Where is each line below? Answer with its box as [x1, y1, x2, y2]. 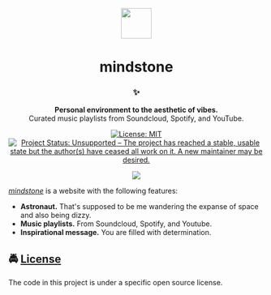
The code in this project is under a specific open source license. [8, 278, 223, 288]
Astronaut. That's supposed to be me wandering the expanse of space [19, 202, 260, 212]
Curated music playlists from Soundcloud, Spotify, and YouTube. [28, 113, 244, 123]
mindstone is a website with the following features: [8, 186, 179, 196]
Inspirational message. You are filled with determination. [19, 228, 212, 237]
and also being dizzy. [19, 211, 92, 220]
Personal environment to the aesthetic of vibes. [54, 105, 219, 115]
